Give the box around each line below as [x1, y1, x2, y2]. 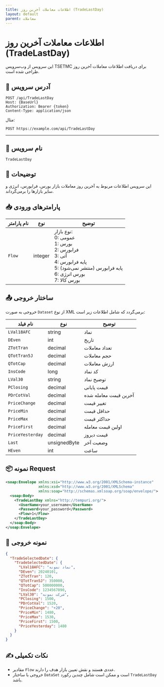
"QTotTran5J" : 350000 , [18, 578, 65, 583]
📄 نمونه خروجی [5, 538, 47, 547]
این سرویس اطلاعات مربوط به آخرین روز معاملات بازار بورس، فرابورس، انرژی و [5, 183, 152, 189]
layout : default [5, 12, 38, 17]
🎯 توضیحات [5, 170, 36, 178]
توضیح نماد [84, 376, 106, 383]
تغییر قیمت [84, 400, 107, 406]
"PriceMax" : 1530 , [18, 615, 56, 619]
